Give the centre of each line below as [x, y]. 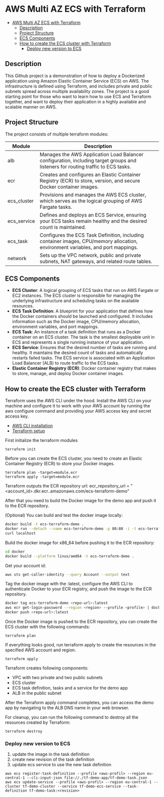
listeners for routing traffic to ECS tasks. [85, 166]
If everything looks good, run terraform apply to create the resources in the [81, 645]
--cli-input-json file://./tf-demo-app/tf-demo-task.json [87, 778]
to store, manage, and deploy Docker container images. [68, 374]
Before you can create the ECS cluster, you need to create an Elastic [74, 459]
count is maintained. [63, 227]
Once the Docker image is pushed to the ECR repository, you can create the [81, 621]
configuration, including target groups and [88, 160]
